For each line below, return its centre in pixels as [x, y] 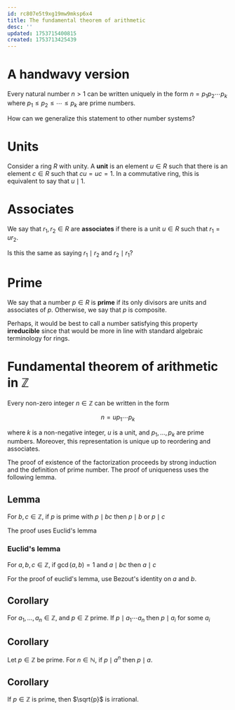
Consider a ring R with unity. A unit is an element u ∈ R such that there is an [117, 166]
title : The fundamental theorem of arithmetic [76, 20]
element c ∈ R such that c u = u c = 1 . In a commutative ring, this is [103, 173]
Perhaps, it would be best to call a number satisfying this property [103, 323]
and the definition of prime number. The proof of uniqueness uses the [108, 470]
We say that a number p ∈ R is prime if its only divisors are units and [107, 302]
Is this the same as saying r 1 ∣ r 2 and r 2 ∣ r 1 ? [70, 254]
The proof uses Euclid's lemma [52, 531]
